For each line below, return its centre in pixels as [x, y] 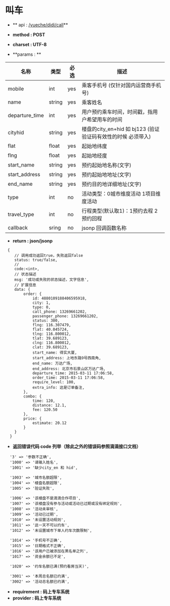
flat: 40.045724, [51, 329]
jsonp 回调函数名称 [104, 228]
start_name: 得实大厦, [55, 352]
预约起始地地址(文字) [107, 175]
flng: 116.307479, [52, 325]
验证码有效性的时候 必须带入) [116, 137]
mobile [16, 88]
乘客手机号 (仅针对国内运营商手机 [121, 85]
